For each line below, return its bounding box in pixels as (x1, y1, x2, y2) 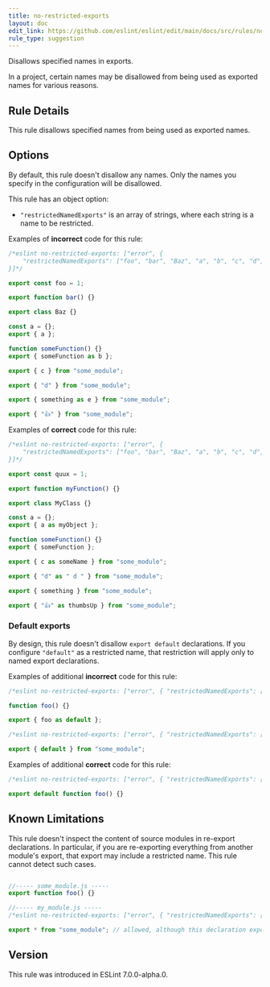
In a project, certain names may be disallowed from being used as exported (8, 72, 259, 81)
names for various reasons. (8, 81, 99, 90)
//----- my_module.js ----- (8, 904, 103, 912)
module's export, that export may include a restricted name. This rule (8, 851, 237, 861)
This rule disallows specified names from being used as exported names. (8, 126, 251, 135)
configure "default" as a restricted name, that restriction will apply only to (8, 647, 255, 657)
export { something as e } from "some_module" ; (8, 396, 171, 404)
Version (8, 948, 48, 962)
